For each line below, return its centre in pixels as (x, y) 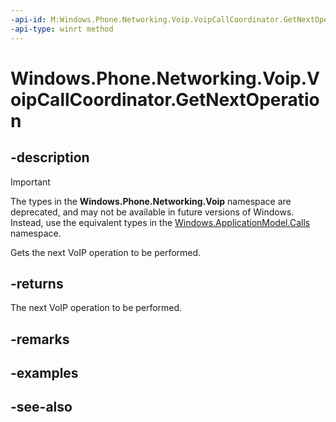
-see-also (41, 407)
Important (30, 182)
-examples (44, 373)
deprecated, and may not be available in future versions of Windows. (152, 212)
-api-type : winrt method (62, 29)
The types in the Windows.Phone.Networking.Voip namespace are (151, 201)
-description (50, 157)
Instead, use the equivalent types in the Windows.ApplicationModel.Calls (160, 222)
